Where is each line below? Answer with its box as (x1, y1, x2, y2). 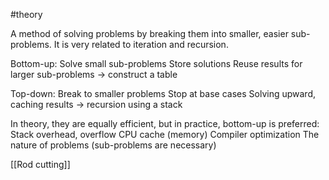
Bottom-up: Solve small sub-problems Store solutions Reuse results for (10, 58, 303, 69)
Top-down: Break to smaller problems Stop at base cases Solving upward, (10, 88, 316, 99)
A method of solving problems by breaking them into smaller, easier (10, 28, 289, 39)
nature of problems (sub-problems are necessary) (10, 139, 217, 151)
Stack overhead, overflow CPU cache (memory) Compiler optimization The (10, 129, 320, 140)
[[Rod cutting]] (10, 159, 71, 170)
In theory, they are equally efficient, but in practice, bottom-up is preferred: (10, 118, 320, 129)
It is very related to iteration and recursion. (53, 39, 229, 50)
